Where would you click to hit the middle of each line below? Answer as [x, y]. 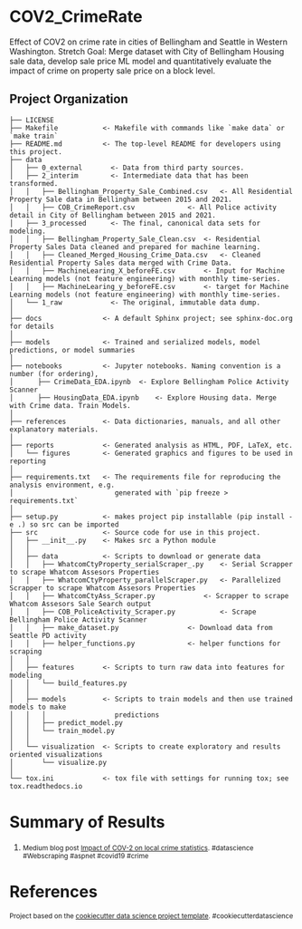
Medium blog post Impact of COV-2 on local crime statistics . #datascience [138, 848]
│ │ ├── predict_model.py [66, 722]
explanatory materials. [54, 429]
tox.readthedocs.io [46, 786]
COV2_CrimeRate [76, 17]
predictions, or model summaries [72, 350]
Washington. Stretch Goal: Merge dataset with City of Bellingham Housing [147, 51]
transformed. [34, 183]
